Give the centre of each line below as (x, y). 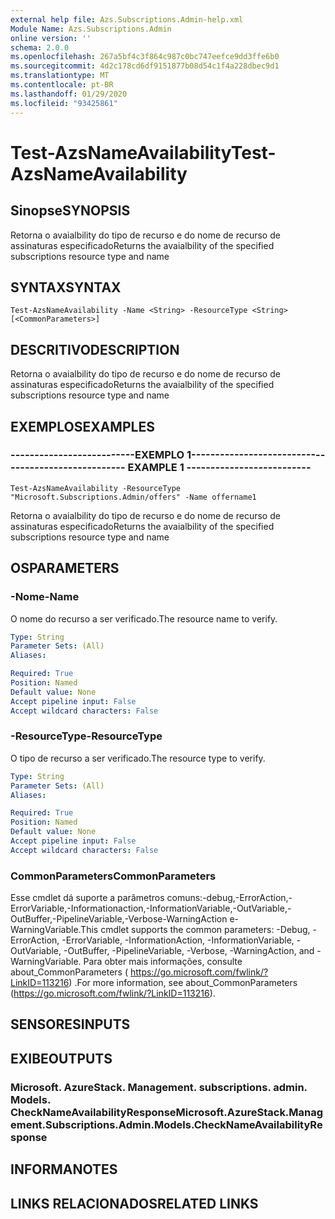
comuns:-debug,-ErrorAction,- (229, 898)
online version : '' (51, 38)
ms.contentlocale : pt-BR (62, 85)
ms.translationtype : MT (60, 76)
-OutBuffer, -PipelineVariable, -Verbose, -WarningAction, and (189, 951)
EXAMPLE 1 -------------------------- (219, 468)
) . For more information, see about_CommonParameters (183, 983)
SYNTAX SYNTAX (66, 287)
